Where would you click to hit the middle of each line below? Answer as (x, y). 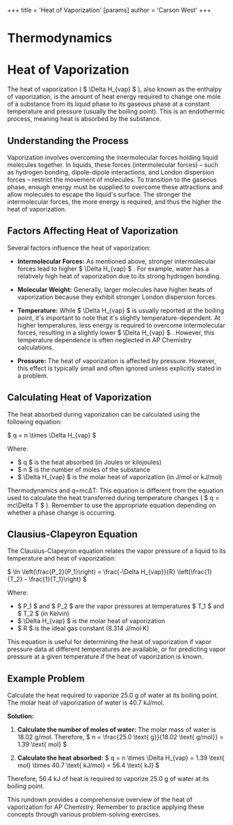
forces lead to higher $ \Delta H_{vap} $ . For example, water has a (113, 269)
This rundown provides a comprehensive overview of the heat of (100, 800)
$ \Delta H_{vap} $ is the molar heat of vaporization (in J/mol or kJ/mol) (120, 476)
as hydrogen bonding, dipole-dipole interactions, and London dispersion (111, 172)
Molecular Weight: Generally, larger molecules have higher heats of (115, 289)
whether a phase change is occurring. (62, 512)
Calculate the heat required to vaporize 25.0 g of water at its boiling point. (113, 696)
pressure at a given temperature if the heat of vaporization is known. (105, 657)
